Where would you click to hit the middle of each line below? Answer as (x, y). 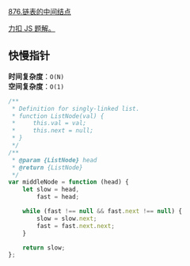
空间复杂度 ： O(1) (36, 86)
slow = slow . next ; (67, 218)
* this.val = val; (49, 123)
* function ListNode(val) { (58, 116)
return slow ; (44, 248)
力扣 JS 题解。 (32, 28)
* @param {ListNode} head (54, 160)
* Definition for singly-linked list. (76, 108)
